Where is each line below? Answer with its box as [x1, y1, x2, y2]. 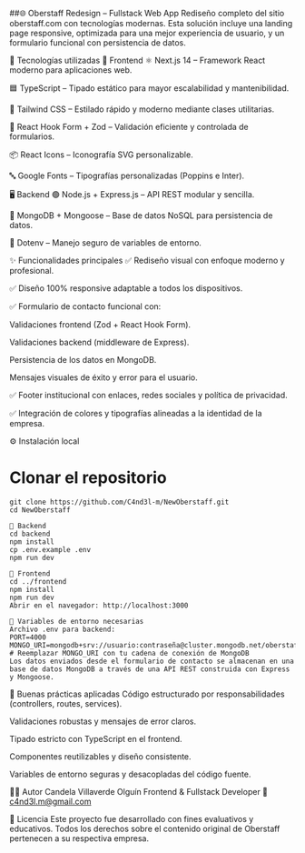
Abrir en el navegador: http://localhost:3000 [9, 600, 189, 610]
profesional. [9, 266, 54, 276]
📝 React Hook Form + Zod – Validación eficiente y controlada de [9, 122, 250, 132]
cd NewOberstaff [9, 505, 71, 515]
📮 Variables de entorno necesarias [9, 617, 144, 626]
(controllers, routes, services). [9, 697, 123, 708]
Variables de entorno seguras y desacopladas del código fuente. [9, 768, 251, 779]
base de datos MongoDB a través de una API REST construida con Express [9, 664, 290, 674]
